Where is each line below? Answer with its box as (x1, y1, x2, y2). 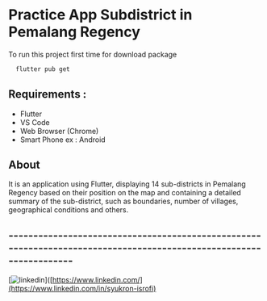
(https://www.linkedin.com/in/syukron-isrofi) (8, 284, 156, 294)
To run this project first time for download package (8, 49, 177, 59)
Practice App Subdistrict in (8, 6, 193, 24)
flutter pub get (15, 65, 70, 73)
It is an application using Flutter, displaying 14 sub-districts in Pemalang (8, 179, 246, 189)
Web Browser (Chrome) (19, 126, 99, 136)
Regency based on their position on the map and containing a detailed (8, 188, 242, 198)
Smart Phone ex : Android (19, 135, 106, 144)
